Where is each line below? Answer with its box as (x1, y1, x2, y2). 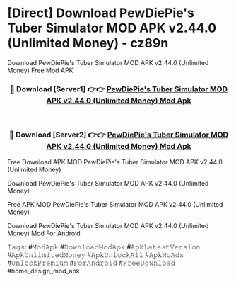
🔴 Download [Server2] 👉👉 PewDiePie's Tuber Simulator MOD (9, 130, 228, 140)
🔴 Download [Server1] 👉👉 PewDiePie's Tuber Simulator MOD (9, 84, 228, 94)
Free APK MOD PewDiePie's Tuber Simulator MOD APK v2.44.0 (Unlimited (7, 200, 223, 208)
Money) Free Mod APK (7, 66, 73, 74)
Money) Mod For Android (7, 229, 81, 237)
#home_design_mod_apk (7, 266, 80, 275)
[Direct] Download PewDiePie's (7, 5, 194, 21)
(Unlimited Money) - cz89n (7, 35, 169, 51)
